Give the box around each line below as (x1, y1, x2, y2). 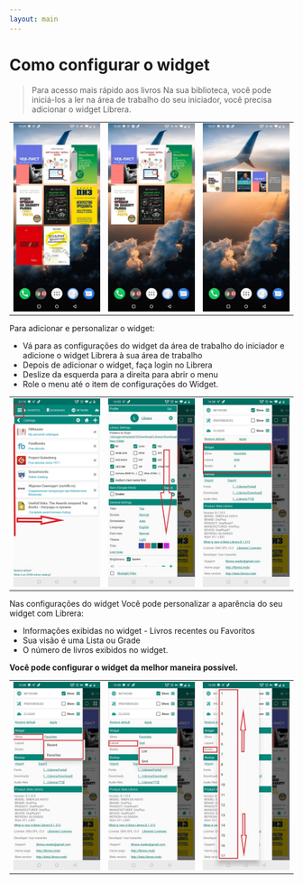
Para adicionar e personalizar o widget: (9, 323, 155, 334)
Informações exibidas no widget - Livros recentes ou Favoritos (22, 626, 255, 637)
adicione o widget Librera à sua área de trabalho (22, 350, 203, 361)
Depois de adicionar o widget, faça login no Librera (22, 359, 213, 370)
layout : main (9, 14, 59, 23)
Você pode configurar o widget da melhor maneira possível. (9, 662, 239, 673)
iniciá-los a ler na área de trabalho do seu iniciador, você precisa (31, 94, 272, 105)
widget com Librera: (9, 608, 84, 619)
